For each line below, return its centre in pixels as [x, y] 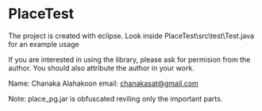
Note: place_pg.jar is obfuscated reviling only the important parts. [116, 98]
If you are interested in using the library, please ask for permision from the [129, 59]
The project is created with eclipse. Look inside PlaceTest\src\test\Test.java [131, 36]
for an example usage [44, 44]
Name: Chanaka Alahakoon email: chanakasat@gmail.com [103, 83]
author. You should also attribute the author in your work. [101, 67]
